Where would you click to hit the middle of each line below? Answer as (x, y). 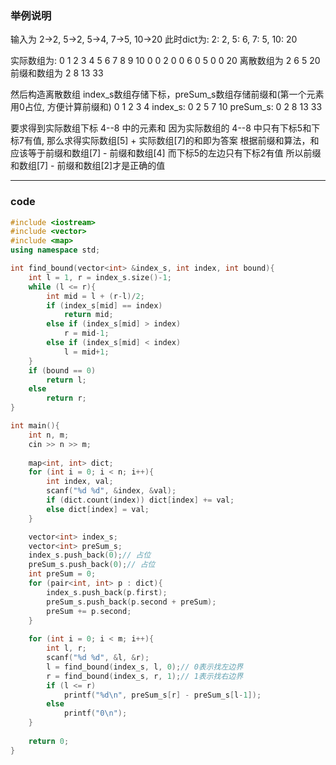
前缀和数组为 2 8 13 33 (57, 73)
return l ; (66, 380)
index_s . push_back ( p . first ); (107, 592)
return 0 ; (49, 741)
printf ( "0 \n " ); (95, 713)
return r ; (66, 398)
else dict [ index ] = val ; (98, 509)
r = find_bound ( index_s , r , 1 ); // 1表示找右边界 (145, 676)
